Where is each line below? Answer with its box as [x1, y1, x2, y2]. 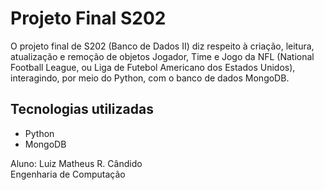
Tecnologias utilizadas [10, 101, 154, 118]
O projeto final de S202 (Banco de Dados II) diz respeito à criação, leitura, [10, 40, 315, 52]
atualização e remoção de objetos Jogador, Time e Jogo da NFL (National [10, 50, 315, 62]
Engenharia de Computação [10, 168, 126, 180]
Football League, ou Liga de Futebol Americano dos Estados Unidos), [10, 61, 296, 73]
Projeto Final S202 [10, 7, 167, 30]
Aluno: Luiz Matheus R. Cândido [10, 157, 143, 169]
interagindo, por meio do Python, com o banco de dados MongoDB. [10, 72, 290, 84]
